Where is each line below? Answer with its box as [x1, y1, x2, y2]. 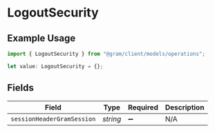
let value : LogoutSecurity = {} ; [7, 63, 104, 70]
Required [127, 102, 159, 112]
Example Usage [7, 32, 76, 44]
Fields [7, 82, 35, 94]
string [102, 114, 122, 123]
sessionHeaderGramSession [10, 115, 96, 123]
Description [165, 102, 205, 112]
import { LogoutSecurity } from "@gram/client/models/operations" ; [7, 50, 206, 57]
